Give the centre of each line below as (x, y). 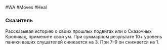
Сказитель (19, 20)
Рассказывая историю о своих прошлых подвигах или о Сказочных (78, 31)
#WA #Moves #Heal (26, 7)
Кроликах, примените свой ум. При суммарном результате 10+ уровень (84, 37)
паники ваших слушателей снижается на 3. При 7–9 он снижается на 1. (82, 42)
